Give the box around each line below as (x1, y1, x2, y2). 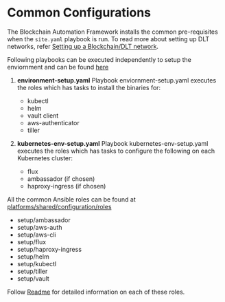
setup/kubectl (16, 259, 57, 268)
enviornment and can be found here (7, 63, 109, 71)
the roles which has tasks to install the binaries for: (16, 83, 161, 91)
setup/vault (16, 274, 49, 283)
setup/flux (16, 237, 47, 246)
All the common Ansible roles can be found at (7, 195, 136, 204)
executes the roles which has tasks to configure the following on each (16, 147, 215, 155)
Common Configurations (7, 5, 152, 21)
